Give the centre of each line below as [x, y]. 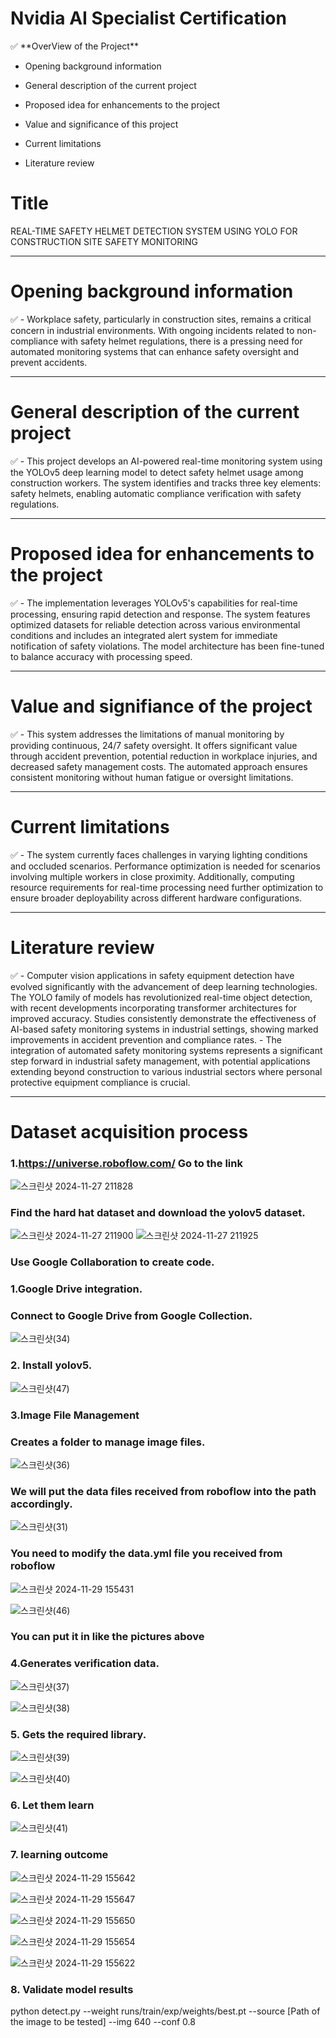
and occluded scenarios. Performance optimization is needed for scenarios [165, 866]
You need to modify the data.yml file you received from [146, 1554]
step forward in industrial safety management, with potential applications [160, 1061]
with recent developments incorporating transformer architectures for [153, 1008]
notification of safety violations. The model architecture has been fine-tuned [167, 646]
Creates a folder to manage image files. [108, 1442]
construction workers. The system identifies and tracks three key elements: [166, 483]
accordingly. [41, 1504]
